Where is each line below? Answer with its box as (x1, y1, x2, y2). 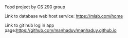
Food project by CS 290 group (4, 4, 66, 9)
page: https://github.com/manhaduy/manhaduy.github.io (4, 28, 117, 33)
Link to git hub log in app (4, 22, 55, 28)
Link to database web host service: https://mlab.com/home (4, 13, 123, 19)
